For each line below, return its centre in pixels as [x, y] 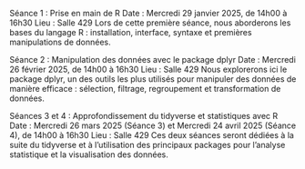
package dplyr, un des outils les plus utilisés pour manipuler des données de [153, 79]
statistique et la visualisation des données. [89, 154]
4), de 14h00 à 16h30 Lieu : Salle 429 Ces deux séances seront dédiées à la [152, 135]
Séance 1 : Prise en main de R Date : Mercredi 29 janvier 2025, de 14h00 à [148, 13]
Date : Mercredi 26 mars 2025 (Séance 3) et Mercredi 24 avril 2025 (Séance [153, 125]
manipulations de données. [60, 42]
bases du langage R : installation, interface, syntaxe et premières [131, 32]
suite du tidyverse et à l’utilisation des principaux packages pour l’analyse [147, 145]
